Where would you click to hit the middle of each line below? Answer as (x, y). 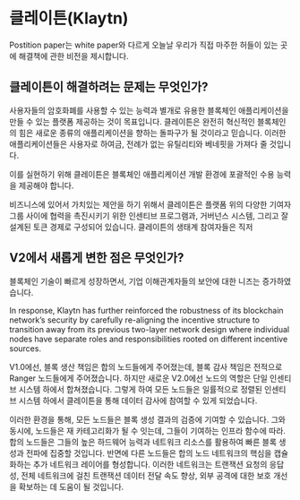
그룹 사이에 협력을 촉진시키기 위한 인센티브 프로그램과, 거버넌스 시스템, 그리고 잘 (149, 215)
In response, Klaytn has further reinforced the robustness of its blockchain (146, 310)
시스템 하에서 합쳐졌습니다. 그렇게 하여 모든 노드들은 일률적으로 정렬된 (140, 389)
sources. (26, 348)
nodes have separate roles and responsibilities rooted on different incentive (149, 339)
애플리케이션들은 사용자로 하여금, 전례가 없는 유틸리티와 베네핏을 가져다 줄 (138, 143)
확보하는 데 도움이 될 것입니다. (71, 487)
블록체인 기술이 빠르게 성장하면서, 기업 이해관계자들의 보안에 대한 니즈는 (135, 281)
